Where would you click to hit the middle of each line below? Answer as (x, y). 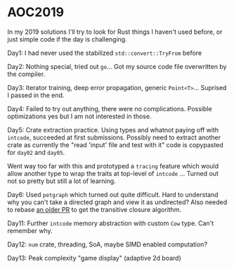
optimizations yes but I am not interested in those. (79, 116)
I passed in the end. (36, 95)
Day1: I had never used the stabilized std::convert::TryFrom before (105, 53)
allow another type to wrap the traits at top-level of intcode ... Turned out (113, 173)
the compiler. (26, 74)
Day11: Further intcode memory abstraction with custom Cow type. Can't (111, 223)
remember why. (30, 230)
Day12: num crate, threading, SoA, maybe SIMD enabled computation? (108, 244)
